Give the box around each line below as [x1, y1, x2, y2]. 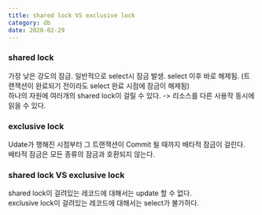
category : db [8, 19, 51, 27]
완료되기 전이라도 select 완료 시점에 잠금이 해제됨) [35, 80, 190, 91]
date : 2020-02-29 [8, 26, 65, 34]
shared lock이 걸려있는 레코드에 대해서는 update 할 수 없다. [8, 188, 193, 198]
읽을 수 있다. [8, 100, 46, 110]
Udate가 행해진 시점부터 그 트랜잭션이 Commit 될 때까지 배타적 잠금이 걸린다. [8, 139, 245, 149]
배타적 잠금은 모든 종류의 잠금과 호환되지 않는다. [8, 149, 156, 158]
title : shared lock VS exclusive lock [8, 11, 135, 20]
